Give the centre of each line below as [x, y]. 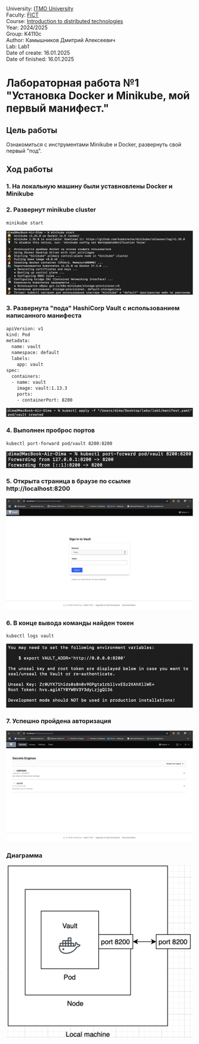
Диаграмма [24, 855]
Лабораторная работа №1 [73, 83]
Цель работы [32, 130]
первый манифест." [58, 108]
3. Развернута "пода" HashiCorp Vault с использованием [93, 308]
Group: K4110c [24, 34]
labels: [21, 358]
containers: [26, 376]
